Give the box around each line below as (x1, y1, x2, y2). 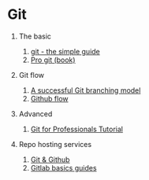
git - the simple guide (30, 46, 100, 56)
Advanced (18, 108, 53, 119)
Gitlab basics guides (30, 163, 97, 172)
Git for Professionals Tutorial (30, 124, 124, 134)
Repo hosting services (18, 139, 92, 149)
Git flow (18, 70, 45, 79)
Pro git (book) (30, 55, 76, 64)
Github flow (30, 94, 69, 103)
